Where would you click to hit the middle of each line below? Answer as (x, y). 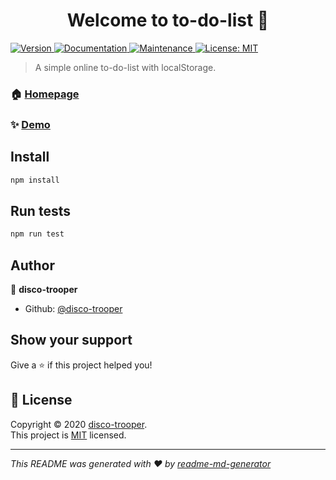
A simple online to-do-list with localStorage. (125, 67)
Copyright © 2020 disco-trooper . (79, 424)
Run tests (40, 210)
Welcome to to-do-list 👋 (168, 20)
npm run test (37, 234)
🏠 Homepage (45, 94)
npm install (35, 180)
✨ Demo (30, 124)
